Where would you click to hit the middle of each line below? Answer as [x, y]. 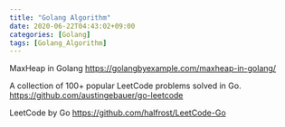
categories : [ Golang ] [50, 34]
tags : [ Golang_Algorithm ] [58, 43]
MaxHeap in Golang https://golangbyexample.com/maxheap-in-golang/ [143, 68]
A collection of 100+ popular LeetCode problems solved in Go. [125, 86]
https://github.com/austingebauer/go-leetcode [96, 95]
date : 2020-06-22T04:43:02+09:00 [72, 26]
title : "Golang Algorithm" [60, 18]
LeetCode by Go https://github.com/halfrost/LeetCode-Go [118, 113]
